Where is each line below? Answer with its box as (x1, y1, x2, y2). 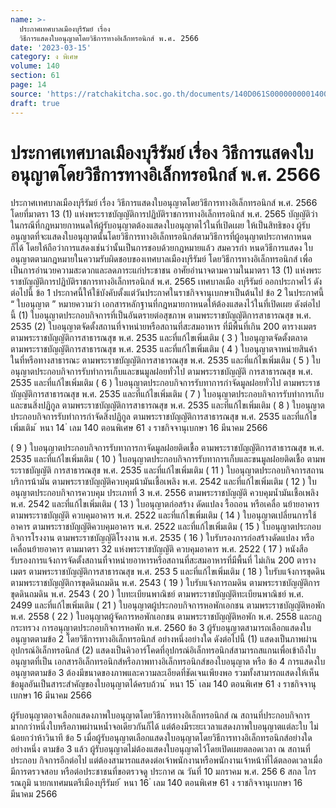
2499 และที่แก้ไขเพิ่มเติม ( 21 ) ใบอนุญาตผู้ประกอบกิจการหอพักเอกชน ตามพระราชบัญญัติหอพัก (10, 599, 326, 611)
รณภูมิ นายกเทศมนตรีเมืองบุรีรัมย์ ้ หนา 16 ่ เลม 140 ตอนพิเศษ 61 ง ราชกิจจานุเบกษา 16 (10, 777, 303, 789)
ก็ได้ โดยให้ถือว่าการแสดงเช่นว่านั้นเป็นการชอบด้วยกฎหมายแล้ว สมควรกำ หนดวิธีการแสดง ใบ (10, 242, 314, 254)
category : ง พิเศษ (10, 52, 79, 62)
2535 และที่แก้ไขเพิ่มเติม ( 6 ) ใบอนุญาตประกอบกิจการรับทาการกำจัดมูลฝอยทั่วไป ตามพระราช (10, 377, 321, 389)
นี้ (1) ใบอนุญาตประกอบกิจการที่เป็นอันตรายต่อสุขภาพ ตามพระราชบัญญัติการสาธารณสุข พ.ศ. (10, 309, 312, 321)
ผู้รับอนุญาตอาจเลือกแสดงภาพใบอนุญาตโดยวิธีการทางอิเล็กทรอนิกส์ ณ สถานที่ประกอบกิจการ (10, 709, 311, 721)
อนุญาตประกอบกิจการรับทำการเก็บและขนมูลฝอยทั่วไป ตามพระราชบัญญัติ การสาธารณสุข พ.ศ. (10, 366, 313, 378)
